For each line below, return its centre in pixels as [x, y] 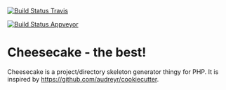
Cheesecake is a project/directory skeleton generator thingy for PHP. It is [113, 72]
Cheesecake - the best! [77, 53]
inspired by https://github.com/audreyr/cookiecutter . [83, 79]
